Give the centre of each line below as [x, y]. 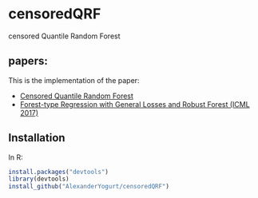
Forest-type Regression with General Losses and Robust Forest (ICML [135, 104]
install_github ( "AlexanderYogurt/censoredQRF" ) [89, 187]
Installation [37, 138]
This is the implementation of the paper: [74, 80]
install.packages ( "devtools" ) [59, 172]
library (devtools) [39, 179]
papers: [28, 61]
